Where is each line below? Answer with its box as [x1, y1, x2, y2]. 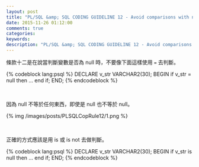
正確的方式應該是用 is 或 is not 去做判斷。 [6, 136, 108, 143]
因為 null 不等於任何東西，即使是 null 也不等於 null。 [6, 100, 133, 107]
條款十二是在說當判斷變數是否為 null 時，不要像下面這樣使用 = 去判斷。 [6, 59, 179, 66]
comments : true [6, 25, 44, 31]
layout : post [6, 8, 38, 15]
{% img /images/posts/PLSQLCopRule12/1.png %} [6, 112, 129, 119]
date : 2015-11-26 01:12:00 [6, 20, 73, 25]
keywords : [6, 36, 31, 42]
